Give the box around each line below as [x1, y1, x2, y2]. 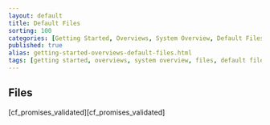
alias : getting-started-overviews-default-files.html [8, 49, 193, 57]
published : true [8, 42, 63, 50]
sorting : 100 [8, 26, 52, 34]
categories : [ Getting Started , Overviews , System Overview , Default [8, 34, 243, 42]
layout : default [8, 11, 63, 20]
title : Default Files [8, 19, 81, 27]
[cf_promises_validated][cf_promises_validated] [8, 107, 166, 117]
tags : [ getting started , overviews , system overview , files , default [8, 57, 247, 65]
